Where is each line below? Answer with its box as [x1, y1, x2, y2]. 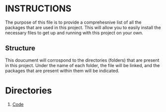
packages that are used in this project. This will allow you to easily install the [5, 24, 161, 30]
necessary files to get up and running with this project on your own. [5, 30, 144, 36]
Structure [5, 44, 36, 52]
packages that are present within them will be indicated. [5, 68, 120, 74]
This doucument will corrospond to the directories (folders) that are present [5, 57, 160, 63]
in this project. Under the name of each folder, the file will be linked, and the [5, 62, 160, 68]
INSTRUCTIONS [5, 3, 72, 14]
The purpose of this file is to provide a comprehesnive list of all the [5, 19, 142, 25]
